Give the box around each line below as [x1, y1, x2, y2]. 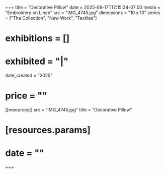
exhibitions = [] [5, 33, 70, 44]
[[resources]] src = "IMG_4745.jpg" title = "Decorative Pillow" [5, 107, 132, 113]
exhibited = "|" [5, 55, 69, 67]
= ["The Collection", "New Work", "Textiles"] [5, 15, 97, 21]
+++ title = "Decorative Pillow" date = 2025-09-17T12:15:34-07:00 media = [5, 5, 161, 10]
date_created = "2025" [5, 73, 53, 79]
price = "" [5, 90, 48, 101]
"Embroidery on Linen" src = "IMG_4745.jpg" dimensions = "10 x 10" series [5, 10, 160, 16]
